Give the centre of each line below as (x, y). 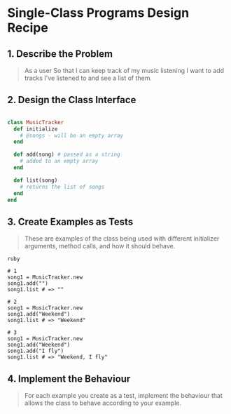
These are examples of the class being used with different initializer (122, 239)
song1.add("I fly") (36, 351)
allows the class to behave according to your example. (103, 403)
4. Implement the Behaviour (69, 379)
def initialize (36, 129)
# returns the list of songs (62, 187)
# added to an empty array (59, 161)
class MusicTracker (36, 122)
